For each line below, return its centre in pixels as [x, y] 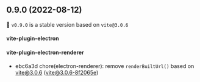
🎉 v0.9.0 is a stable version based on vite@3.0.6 [67, 24]
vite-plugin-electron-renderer [45, 52]
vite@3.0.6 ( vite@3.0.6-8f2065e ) [57, 72]
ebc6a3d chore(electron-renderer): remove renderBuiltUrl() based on [105, 66]
